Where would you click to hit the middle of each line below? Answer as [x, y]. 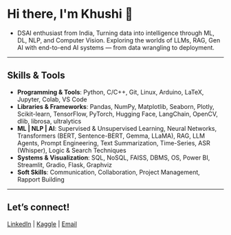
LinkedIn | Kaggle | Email [42, 224]
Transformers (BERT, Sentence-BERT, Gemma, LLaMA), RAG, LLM [111, 136]
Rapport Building [41, 179]
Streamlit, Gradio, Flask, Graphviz [64, 164]
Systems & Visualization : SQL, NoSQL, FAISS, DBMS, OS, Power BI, [113, 158]
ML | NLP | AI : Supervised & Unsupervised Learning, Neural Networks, [117, 128]
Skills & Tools [36, 76]
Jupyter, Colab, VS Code [52, 99]
